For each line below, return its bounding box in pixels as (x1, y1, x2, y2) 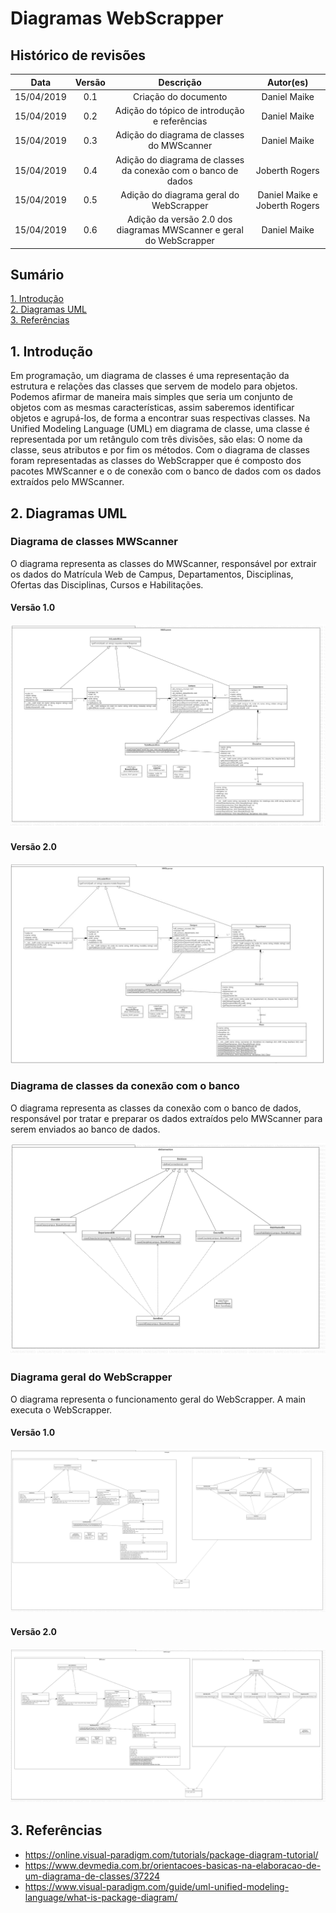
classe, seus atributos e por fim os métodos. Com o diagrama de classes (10, 444, 310, 456)
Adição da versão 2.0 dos (126, 213, 233, 225)
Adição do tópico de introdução (114, 105, 245, 116)
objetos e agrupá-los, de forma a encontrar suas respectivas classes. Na (10, 412, 311, 424)
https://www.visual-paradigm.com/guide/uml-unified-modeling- (24, 1880, 290, 1892)
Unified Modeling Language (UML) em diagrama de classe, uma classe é (10, 423, 310, 435)
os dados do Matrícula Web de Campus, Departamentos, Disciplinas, (10, 568, 294, 580)
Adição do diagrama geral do (120, 188, 240, 201)
